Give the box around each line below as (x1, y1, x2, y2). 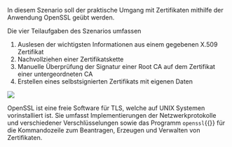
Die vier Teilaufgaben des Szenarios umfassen (7, 27, 142, 35)
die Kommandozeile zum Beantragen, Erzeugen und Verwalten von (7, 126, 200, 134)
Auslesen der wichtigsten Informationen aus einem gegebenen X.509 (17, 40, 218, 48)
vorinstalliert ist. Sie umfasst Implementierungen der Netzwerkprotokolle (7, 111, 217, 119)
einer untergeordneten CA (17, 70, 93, 78)
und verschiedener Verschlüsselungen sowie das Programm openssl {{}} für (7, 118, 226, 127)
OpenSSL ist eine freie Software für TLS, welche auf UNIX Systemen (7, 104, 205, 112)
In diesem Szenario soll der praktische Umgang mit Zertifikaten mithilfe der (7, 6, 224, 14)
